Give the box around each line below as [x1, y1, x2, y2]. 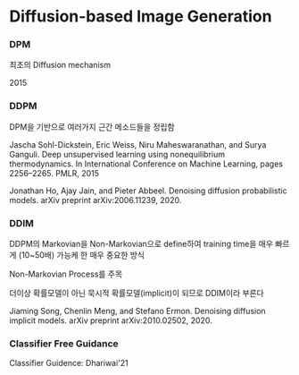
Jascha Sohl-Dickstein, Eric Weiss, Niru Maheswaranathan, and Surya [9, 139, 267, 149]
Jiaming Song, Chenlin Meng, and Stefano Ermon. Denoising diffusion [9, 306, 266, 317]
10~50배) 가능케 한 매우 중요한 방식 [21, 250, 145, 260]
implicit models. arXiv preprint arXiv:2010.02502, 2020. [9, 315, 212, 326]
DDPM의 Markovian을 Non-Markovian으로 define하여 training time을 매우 [9, 239, 274, 250]
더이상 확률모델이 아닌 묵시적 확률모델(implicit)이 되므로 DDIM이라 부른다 [9, 288, 265, 299]
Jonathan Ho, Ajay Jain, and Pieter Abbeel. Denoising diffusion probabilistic [9, 185, 287, 196]
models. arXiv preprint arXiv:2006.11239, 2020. [9, 194, 182, 205]
